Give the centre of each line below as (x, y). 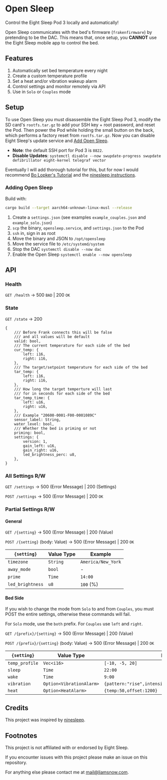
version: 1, (36, 441)
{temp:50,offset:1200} (131, 691)
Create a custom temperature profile (50, 76)
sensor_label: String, (38, 419)
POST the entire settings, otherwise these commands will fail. (68, 614)
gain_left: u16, (40, 446)
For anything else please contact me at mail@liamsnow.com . (67, 772)
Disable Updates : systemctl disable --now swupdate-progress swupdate (87, 156)
